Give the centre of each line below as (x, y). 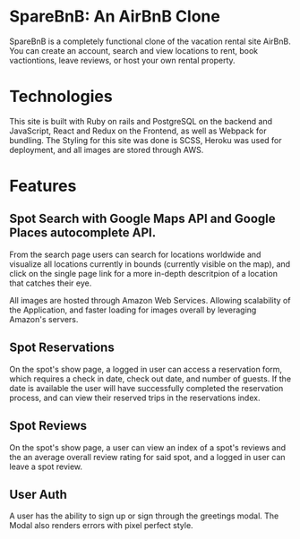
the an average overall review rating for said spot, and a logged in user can (147, 457)
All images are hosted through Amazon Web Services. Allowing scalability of (150, 300)
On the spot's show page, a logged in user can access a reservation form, (146, 369)
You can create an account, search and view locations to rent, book (134, 50)
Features (43, 186)
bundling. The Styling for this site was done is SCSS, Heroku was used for (146, 140)
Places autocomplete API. (83, 233)
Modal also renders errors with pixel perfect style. (102, 526)
